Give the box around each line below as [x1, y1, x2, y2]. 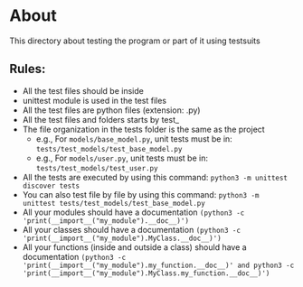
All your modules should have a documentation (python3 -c [22, 207, 245, 218]
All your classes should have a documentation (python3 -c [22, 224, 241, 235]
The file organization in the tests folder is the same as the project [22, 124, 265, 134]
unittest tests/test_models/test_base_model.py [22, 199, 205, 208]
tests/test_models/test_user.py [35, 163, 158, 172]
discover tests [22, 181, 80, 190]
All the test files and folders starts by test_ [22, 114, 179, 125]
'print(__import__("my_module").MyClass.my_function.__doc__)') [22, 268, 270, 278]
